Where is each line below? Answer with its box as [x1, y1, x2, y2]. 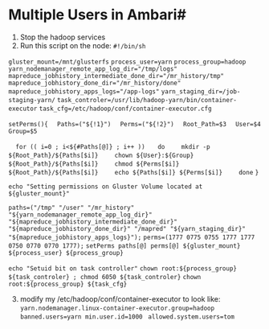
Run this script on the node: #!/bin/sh [19, 40, 146, 50]
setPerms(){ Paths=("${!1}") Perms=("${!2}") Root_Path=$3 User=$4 [8, 120, 261, 128]
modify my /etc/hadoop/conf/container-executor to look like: [19, 294, 221, 303]
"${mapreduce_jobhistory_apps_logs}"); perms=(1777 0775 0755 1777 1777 [8, 233, 255, 241]
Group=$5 [8, 127, 38, 135]
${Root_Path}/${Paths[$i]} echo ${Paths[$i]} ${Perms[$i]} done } [8, 168, 259, 176]
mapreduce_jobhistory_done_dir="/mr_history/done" [8, 79, 181, 87]
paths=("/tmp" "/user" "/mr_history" [8, 204, 135, 212]
